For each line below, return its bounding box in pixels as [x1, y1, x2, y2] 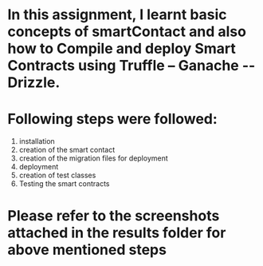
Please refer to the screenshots [7, 207, 220, 225]
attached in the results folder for [7, 224, 226, 242]
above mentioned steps [7, 241, 167, 259]
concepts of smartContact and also [7, 22, 246, 41]
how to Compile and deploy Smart [7, 40, 237, 58]
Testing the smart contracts [18, 179, 110, 189]
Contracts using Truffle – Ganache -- [7, 57, 256, 75]
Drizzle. [7, 73, 61, 92]
